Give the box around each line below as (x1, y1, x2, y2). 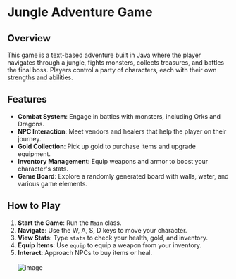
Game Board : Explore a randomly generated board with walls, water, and (17, 171, 229, 180)
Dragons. (17, 119, 44, 128)
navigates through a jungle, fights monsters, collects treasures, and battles (7, 58, 224, 67)
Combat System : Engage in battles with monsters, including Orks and (17, 112, 221, 120)
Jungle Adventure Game (7, 4, 153, 20)
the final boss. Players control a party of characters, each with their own (7, 66, 217, 74)
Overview (7, 32, 51, 44)
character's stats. (17, 164, 69, 173)
